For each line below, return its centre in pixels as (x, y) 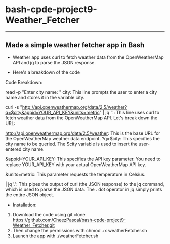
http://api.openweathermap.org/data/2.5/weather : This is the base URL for (83, 133)
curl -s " (14, 107)
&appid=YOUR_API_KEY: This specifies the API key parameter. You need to (83, 159)
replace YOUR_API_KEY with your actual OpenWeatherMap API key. (76, 164)
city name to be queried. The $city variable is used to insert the (71, 144)
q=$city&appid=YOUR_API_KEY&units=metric (52, 112)
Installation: (25, 205)
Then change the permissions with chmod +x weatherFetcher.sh (80, 230)
